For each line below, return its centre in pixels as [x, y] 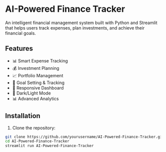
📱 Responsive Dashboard [38, 88]
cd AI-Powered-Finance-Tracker [37, 141]
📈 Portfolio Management [38, 75]
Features [19, 48]
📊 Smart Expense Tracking [40, 61]
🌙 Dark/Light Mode [31, 93]
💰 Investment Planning [36, 68]
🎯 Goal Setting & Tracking [38, 83]
